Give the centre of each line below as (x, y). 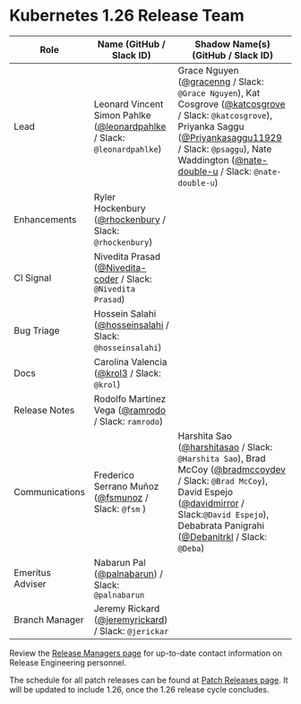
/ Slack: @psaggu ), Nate (225, 149)
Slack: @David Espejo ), (224, 514)
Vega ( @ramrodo (130, 410)
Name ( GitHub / (131, 44)
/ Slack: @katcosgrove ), (225, 115)
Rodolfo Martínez (130, 398)
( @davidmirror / (211, 503)
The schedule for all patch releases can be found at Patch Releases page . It (149, 680)
